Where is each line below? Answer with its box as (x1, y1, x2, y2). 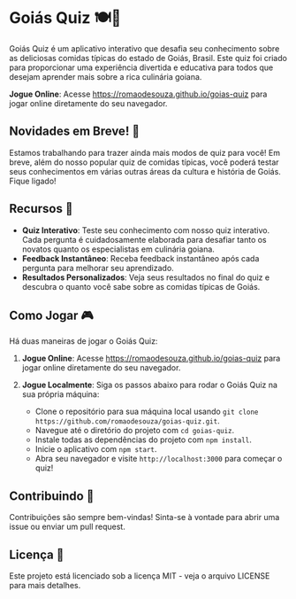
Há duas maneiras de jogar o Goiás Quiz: (9, 336, 158, 346)
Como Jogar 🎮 (9, 307, 95, 323)
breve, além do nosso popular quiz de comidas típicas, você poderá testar (9, 157, 280, 167)
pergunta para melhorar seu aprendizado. (21, 262, 174, 273)
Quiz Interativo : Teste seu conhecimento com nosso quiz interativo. (21, 224, 270, 236)
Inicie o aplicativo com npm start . (34, 444, 157, 455)
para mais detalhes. (9, 580, 81, 590)
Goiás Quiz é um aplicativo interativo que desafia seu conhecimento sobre (9, 43, 280, 54)
